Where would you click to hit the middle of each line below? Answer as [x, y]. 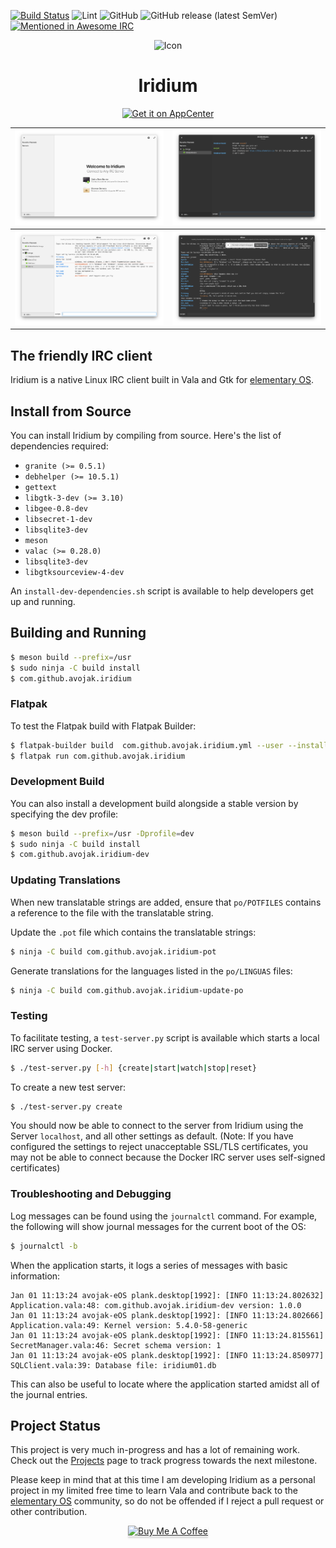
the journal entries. [49, 1394]
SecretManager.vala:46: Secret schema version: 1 [116, 1345]
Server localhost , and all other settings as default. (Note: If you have [152, 1136]
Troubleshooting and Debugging [91, 1194]
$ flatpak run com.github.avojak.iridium [98, 756]
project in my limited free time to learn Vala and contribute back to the [154, 1491]
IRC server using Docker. [61, 1048]
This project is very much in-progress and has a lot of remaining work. [155, 1450]
